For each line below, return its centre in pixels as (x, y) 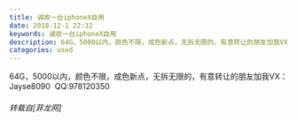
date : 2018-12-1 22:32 (51, 26)
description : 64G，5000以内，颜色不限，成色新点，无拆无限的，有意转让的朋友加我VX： (152, 42)
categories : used (41, 50)
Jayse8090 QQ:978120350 (60, 87)
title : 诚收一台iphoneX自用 (57, 17)
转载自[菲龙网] (35, 108)
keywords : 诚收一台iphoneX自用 (63, 34)
